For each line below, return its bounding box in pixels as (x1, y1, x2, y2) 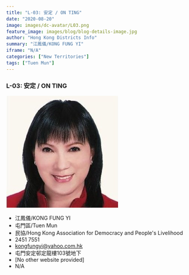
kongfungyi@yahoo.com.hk (14, 242, 83, 249)
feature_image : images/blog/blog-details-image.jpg (6, 29, 137, 35)
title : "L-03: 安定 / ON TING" (6, 10, 82, 16)
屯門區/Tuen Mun (14, 221, 58, 229)
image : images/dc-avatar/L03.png (6, 22, 89, 28)
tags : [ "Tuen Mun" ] (6, 60, 55, 66)
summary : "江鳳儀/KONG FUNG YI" (6, 41, 84, 47)
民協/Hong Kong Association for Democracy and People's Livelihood (14, 229, 184, 236)
